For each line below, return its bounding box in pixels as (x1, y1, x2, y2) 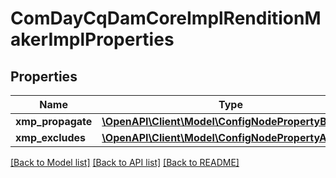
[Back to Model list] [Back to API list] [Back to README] (10, 157, 240, 168)
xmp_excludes (15, 131, 87, 144)
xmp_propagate (15, 115, 93, 128)
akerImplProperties (10, 28, 175, 51)
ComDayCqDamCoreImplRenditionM (10, 7, 322, 30)
